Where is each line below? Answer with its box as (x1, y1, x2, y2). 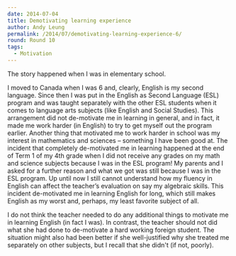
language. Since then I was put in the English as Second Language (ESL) (7, 90, 220, 100)
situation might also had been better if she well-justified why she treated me (7, 233, 230, 242)
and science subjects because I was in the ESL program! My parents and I (7, 159, 223, 167)
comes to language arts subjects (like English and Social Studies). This (7, 106, 214, 114)
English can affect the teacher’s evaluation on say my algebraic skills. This (7, 181, 224, 190)
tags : (7, 43, 23, 50)
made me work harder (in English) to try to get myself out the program (7, 121, 213, 129)
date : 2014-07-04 (7, 10, 59, 18)
